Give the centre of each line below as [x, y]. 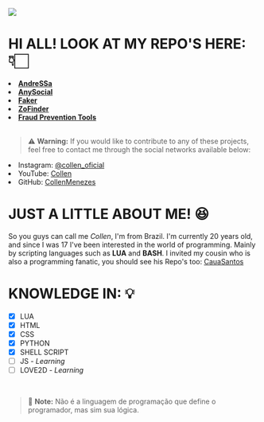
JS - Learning [42, 361]
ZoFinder [34, 108]
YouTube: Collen [45, 173]
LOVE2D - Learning [52, 370]
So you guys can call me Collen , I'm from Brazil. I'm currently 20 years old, [130, 236]
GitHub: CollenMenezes [57, 182]
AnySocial [36, 92]
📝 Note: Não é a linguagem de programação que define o [122, 401]
